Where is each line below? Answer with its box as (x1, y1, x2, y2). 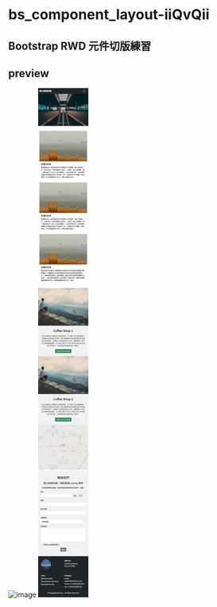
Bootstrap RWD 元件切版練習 (8, 39, 152, 53)
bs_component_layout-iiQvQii (8, 6, 210, 24)
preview (8, 66, 49, 80)
